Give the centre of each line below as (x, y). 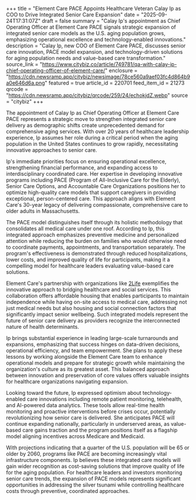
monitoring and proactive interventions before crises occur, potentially (91, 412)
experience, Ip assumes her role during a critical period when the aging (92, 138)
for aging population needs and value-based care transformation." (86, 58)
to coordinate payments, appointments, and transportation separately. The (96, 247)
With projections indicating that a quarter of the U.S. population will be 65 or (98, 447)
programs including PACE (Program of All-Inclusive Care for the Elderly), (93, 180)
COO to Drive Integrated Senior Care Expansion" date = (73, 15)
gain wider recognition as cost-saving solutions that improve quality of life (95, 466)
